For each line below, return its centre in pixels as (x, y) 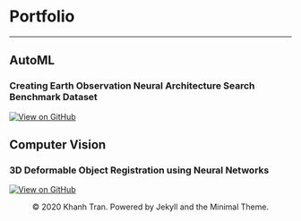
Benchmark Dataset (54, 98)
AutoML (32, 60)
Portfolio (42, 17)
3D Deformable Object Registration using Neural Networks (139, 170)
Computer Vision (58, 145)
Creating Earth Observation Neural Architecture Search (132, 86)
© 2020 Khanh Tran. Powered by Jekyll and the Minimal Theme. (150, 207)
